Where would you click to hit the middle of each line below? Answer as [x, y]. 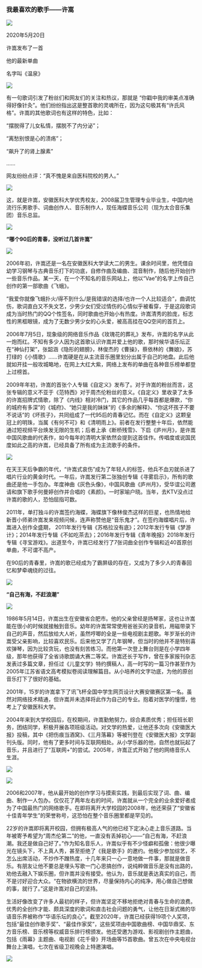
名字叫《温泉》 [25, 74]
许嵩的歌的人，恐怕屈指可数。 [43, 500]
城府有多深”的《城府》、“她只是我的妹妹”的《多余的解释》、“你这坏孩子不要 [103, 407]
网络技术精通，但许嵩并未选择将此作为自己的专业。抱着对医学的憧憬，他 [106, 699]
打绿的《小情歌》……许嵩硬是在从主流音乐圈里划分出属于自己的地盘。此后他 [100, 357]
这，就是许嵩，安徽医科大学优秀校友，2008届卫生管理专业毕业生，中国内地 [100, 200]
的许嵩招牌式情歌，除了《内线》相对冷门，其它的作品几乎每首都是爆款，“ [97, 400]
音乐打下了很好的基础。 [35, 679]
